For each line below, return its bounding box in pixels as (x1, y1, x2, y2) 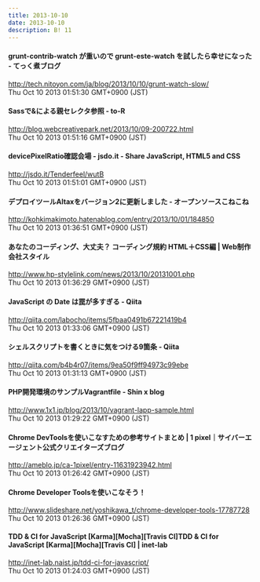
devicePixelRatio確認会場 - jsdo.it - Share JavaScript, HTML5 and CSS (8, 151, 241, 161)
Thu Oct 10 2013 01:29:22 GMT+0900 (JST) (8, 413, 150, 423)
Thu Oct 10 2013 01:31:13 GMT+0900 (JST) (8, 368, 147, 377)
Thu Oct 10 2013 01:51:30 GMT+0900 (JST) (8, 87, 148, 96)
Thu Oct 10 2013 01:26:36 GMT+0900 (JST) (8, 514, 150, 523)
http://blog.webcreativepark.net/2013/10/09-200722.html (8, 124, 194, 133)
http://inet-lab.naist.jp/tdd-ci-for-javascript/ (8, 558, 149, 567)
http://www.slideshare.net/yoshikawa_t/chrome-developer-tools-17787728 (8, 505, 250, 515)
